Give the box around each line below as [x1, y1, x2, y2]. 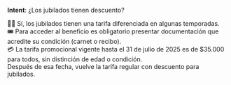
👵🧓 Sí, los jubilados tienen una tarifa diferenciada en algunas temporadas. [7, 20, 220, 27]
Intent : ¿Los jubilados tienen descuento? [7, 6, 125, 14]
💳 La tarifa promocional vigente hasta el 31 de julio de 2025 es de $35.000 [7, 45, 225, 53]
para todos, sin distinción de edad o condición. [7, 55, 143, 63]
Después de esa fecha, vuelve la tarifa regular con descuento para [7, 63, 199, 70]
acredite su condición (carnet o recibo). [7, 38, 122, 45]
